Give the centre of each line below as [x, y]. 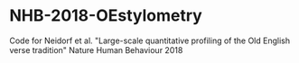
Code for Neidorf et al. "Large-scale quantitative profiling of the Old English [150, 40]
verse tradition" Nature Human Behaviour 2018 [96, 49]
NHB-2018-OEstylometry [106, 16]
